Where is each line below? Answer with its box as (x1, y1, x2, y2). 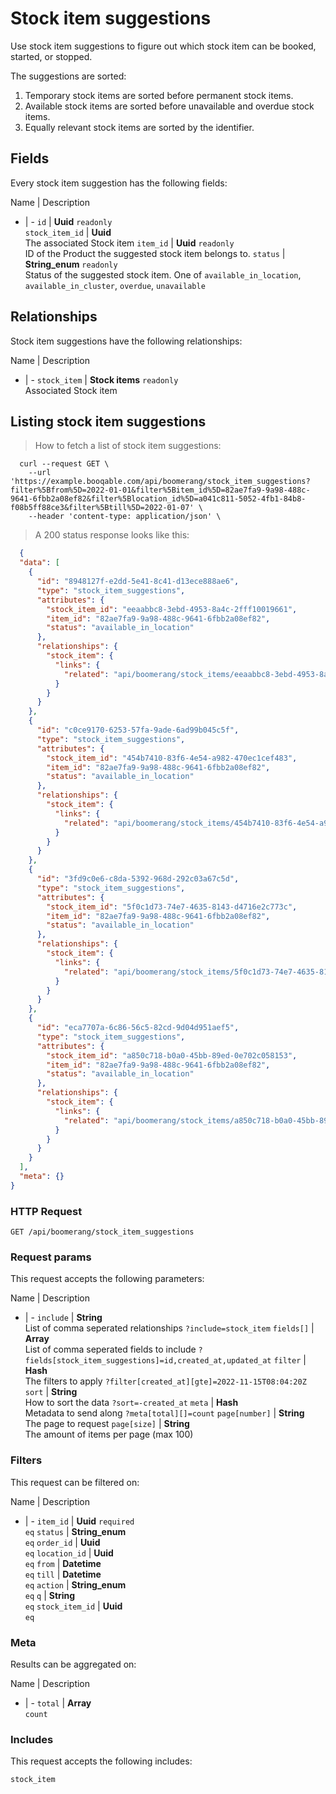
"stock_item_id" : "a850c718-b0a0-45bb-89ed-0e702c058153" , (46, 1050, 298, 1061)
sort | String (24, 1386, 78, 1398)
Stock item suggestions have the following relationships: (10, 335, 243, 347)
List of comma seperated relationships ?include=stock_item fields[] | (24, 1322, 315, 1334)
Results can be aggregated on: (10, 1658, 137, 1670)
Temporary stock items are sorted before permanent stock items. (24, 89, 294, 101)
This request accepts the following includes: (10, 1755, 193, 1767)
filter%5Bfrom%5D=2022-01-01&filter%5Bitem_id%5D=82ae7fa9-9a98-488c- (10, 485, 311, 496)
